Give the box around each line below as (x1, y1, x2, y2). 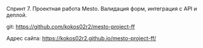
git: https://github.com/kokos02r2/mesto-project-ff (6, 23, 135, 30)
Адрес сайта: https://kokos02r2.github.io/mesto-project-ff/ (6, 35, 157, 41)
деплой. (6, 11, 28, 19)
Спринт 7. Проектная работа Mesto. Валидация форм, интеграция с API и (6, 5, 197, 12)
